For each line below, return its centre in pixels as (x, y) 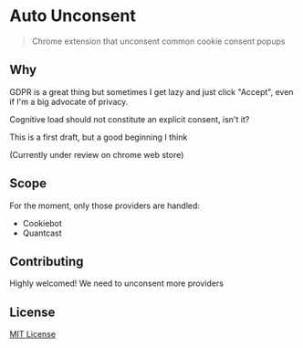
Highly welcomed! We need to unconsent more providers (116, 283)
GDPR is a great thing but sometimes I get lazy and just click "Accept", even (151, 91)
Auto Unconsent (73, 16)
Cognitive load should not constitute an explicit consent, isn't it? (130, 119)
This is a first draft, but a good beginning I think (99, 137)
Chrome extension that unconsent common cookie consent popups (158, 41)
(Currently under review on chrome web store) (97, 154)
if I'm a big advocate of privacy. (69, 101)
